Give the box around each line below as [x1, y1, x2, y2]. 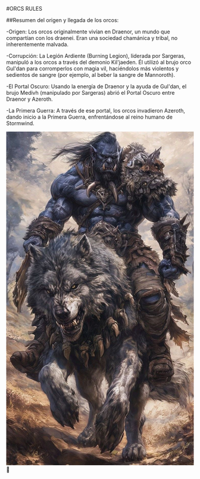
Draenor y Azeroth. [6, 95, 53, 102]
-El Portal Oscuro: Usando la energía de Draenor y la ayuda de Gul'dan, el [6, 83, 187, 90]
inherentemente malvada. [6, 41, 69, 48]
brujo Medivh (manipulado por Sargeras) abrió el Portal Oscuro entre [6, 89, 175, 96]
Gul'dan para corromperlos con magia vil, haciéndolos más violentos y [6, 65, 179, 72]
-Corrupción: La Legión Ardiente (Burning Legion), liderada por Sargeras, [6, 52, 186, 59]
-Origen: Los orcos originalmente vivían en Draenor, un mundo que [6, 28, 171, 35]
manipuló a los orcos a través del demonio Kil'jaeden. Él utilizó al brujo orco [6, 59, 192, 66]
